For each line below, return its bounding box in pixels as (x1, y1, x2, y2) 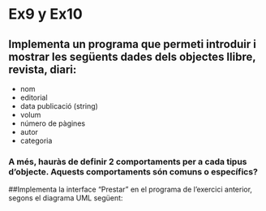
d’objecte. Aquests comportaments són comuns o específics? (8, 166, 258, 177)
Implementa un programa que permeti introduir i (8, 37, 257, 51)
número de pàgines (19, 118, 86, 128)
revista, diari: (8, 62, 77, 76)
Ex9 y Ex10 (8, 5, 83, 24)
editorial (19, 93, 48, 102)
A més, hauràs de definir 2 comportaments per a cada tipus (8, 156, 247, 167)
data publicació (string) (19, 101, 99, 110)
